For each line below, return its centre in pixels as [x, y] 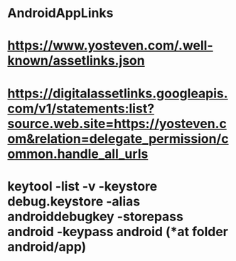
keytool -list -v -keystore [82, 186]
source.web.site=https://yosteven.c [117, 123]
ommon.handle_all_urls [78, 154]
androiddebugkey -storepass [95, 217]
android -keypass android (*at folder [118, 231]
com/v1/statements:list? [81, 108]
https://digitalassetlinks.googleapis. [118, 93]
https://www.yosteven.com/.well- [110, 46]
